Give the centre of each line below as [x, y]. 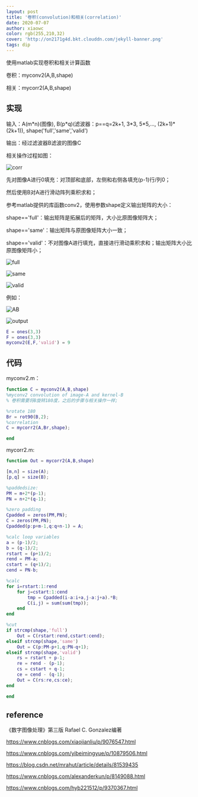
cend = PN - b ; [22, 570]
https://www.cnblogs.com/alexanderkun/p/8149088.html [76, 776]
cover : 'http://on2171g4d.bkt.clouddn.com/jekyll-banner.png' [85, 39]
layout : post [22, 12]
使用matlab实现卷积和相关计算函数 [48, 62]
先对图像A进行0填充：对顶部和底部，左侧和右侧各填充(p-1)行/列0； [88, 180]
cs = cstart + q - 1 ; [41, 669]
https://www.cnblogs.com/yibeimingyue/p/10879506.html [77, 754]
